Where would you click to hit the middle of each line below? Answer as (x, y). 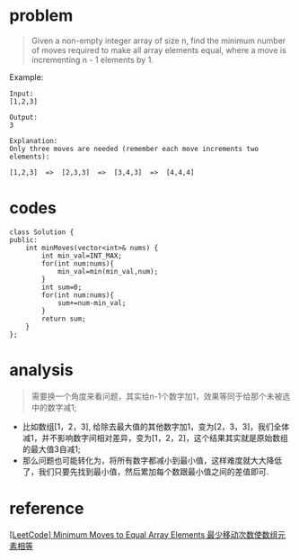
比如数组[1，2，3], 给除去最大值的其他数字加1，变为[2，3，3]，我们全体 (156, 426)
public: (24, 239)
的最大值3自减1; (51, 449)
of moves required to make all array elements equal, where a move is (159, 50)
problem (41, 16)
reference (47, 509)
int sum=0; (62, 287)
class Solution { (42, 232)
